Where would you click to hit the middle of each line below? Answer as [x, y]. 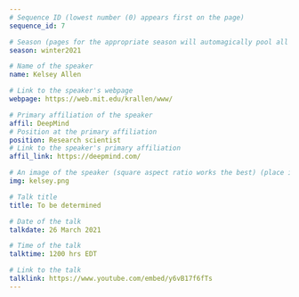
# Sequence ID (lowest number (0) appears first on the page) [127, 17]
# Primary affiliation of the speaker [81, 115]
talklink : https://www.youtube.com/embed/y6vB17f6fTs [111, 278]
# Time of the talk [45, 246]
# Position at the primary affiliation [83, 132]
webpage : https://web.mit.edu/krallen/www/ [91, 99]
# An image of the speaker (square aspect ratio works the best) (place [147, 173]
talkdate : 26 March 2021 [55, 230]
